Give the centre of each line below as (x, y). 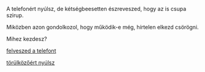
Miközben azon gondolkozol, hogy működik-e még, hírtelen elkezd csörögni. (102, 27)
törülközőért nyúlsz (31, 63)
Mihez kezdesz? (27, 39)
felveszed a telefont (31, 51)
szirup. (15, 15)
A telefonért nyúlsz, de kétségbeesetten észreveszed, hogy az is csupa (96, 9)
